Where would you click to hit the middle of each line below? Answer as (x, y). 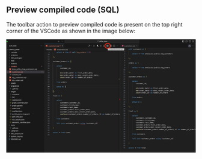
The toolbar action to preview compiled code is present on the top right (94, 24)
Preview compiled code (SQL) (63, 10)
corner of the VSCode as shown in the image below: (71, 31)
